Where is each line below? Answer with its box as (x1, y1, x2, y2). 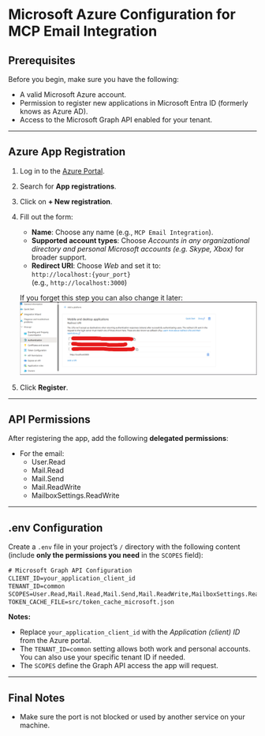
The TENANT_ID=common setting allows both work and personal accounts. (19, 644, 251, 654)
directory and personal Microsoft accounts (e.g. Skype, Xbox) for (31, 244, 244, 253)
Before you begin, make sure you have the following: (8, 75, 179, 84)
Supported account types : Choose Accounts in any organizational (31, 235, 250, 245)
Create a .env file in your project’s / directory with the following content (8, 542, 241, 551)
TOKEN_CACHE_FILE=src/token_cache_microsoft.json (8, 598, 175, 607)
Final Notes (8, 691, 65, 704)
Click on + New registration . (19, 196, 113, 206)
